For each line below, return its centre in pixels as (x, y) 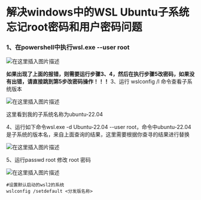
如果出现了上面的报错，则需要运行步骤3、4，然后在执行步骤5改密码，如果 (98, 74)
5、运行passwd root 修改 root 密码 (48, 160)
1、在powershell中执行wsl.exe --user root (68, 47)
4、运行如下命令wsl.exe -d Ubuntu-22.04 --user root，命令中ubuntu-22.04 (99, 127)
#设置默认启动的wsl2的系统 (35, 185)
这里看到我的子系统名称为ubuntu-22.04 (55, 115)
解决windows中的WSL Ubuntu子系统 (98, 12)
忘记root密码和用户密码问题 (74, 27)
